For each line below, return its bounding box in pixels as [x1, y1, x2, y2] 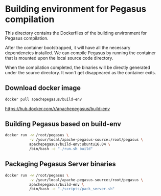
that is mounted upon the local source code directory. [5, 55, 114, 61]
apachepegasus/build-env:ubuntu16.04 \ [29, 142, 111, 147]
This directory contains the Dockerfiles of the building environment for [5, 30, 147, 36]
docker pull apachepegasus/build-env [5, 97, 82, 102]
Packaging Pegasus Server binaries [5, 160, 116, 168]
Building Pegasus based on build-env [5, 120, 121, 128]
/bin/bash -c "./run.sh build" [29, 147, 93, 152]
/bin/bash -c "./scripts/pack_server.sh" [29, 187, 115, 192]
